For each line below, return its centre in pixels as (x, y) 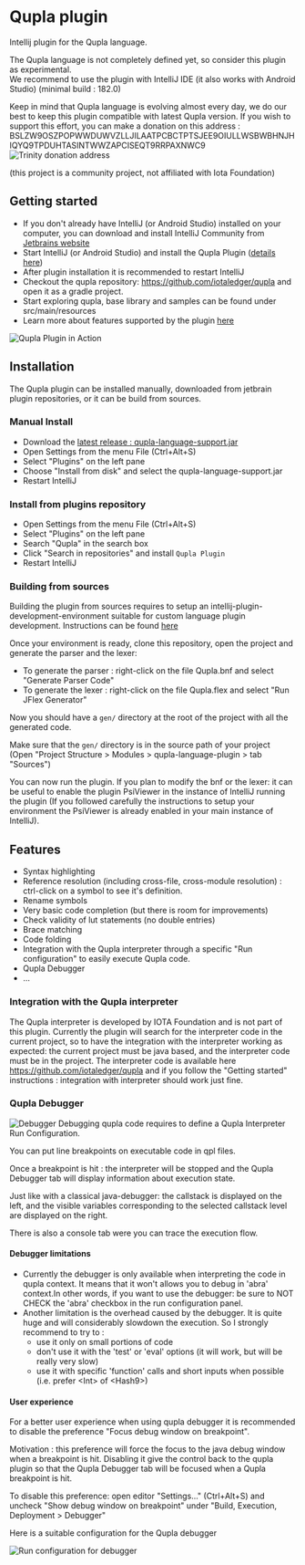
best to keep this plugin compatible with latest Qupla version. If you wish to (150, 116)
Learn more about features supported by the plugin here (128, 320)
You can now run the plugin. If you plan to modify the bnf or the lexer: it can (151, 782)
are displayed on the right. (59, 1215)
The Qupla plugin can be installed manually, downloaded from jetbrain (141, 389)
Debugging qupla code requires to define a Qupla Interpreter (172, 1123)
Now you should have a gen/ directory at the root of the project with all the (149, 717)
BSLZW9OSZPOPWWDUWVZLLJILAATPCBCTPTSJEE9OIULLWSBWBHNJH (152, 135)
